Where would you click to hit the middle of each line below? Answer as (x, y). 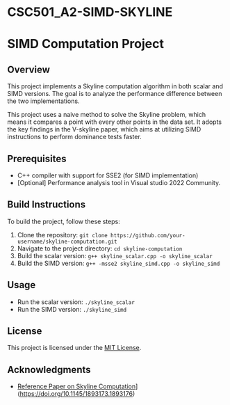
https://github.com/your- (148, 235)
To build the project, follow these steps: (64, 221)
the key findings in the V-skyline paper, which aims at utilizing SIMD (104, 129)
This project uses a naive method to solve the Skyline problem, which (107, 115)
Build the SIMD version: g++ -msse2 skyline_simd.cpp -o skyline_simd (118, 263)
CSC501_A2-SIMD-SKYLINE (90, 12)
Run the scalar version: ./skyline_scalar (76, 302)
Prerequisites (37, 158)
